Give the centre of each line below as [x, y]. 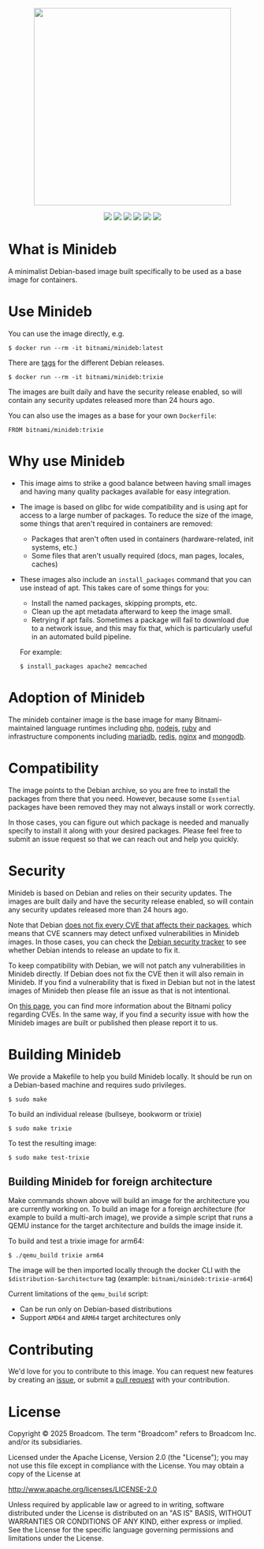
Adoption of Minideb [77, 697]
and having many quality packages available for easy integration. [125, 491]
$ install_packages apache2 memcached [83, 666]
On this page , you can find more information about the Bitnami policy [120, 1006]
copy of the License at [45, 1474]
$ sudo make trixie [40, 1128]
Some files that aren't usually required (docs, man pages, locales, [138, 555]
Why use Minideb [67, 461]
